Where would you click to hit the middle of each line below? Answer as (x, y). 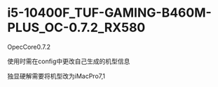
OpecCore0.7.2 (29, 47)
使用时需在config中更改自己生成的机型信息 (69, 61)
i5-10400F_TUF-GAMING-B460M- (109, 13)
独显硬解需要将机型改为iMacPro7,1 (56, 76)
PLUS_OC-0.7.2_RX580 (76, 27)
